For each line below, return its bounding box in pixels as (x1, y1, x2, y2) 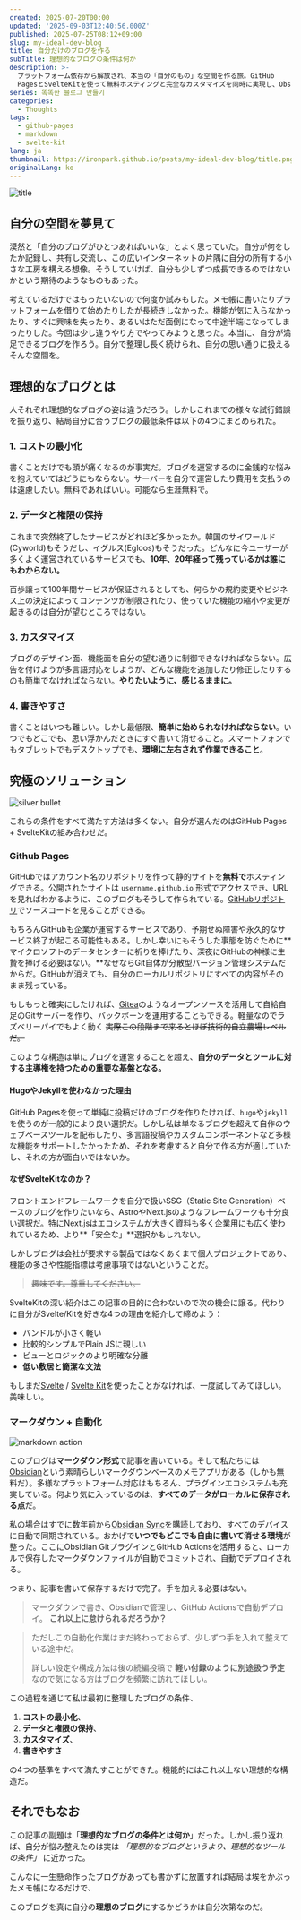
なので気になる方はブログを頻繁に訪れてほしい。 (30, 1674, 212, 1684)
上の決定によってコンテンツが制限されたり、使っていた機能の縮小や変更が (16, 595, 291, 606)
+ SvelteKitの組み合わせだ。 (9, 827, 113, 838)
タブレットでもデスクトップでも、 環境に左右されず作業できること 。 (16, 745, 269, 755)
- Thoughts (17, 105, 58, 114)
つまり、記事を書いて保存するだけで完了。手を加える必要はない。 (9, 1583, 253, 1593)
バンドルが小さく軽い (21, 1327, 102, 1338)
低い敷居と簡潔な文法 (21, 1361, 101, 1372)
